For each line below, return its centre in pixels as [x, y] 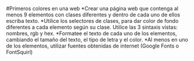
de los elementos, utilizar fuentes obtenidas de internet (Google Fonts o [93, 46]
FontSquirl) [20, 52]
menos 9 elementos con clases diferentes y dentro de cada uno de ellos [93, 15]
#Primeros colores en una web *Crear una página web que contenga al [92, 9]
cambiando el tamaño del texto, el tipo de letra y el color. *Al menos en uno [97, 40]
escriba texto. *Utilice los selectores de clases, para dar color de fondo [92, 21]
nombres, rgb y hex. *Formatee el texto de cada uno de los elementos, [92, 33]
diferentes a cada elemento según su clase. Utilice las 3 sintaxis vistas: [92, 27]
